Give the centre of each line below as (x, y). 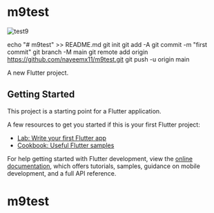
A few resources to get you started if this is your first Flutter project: (104, 124)
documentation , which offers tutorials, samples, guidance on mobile (104, 166)
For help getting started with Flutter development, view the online (100, 158)
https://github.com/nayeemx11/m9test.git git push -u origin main (98, 59)
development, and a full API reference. (62, 173)
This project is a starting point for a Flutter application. (84, 111)
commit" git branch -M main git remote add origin (78, 52)
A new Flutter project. (38, 73)
